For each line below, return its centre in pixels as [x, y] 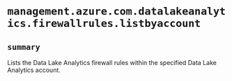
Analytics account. [34, 70]
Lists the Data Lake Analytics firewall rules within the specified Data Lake [112, 63]
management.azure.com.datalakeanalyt [117, 11]
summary [24, 47]
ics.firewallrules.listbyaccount [104, 24]
